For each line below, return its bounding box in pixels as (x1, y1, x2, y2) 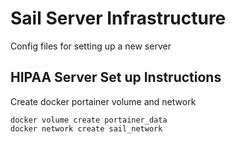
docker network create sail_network (10, 123, 163, 134)
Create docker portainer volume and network (10, 95, 197, 107)
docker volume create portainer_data (10, 115, 168, 125)
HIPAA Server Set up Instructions (10, 69, 222, 86)
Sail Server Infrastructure (10, 7, 227, 30)
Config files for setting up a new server (10, 40, 172, 52)
